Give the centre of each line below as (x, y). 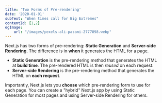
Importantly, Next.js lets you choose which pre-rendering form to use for (78, 85)
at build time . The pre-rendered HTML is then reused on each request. (83, 65)
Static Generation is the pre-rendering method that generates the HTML (84, 60)
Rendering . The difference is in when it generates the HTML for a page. (77, 51)
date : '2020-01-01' (25, 14)
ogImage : (14, 28)
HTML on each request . (36, 76)
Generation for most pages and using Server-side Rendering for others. (76, 95)
